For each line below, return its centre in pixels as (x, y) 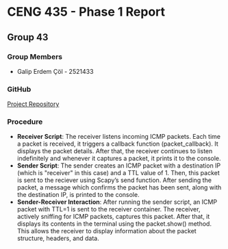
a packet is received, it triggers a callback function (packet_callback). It (118, 144)
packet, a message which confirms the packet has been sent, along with (119, 187)
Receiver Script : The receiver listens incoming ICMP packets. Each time (119, 137)
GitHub (19, 89)
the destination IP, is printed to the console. (78, 195)
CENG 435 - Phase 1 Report (86, 12)
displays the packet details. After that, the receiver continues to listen (115, 151)
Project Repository (33, 104)
